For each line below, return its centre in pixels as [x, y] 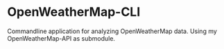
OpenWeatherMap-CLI [74, 12]
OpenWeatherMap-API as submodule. [61, 38]
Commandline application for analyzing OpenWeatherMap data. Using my [112, 31]
